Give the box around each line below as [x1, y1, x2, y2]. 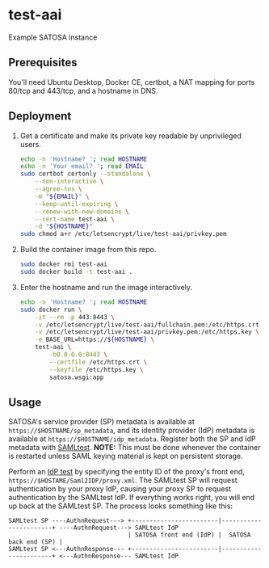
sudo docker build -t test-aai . [19, 268, 133, 276]
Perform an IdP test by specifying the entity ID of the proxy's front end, [8, 467, 245, 477]
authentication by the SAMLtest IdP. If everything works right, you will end [8, 493, 255, 503]
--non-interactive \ [35, 178, 104, 186]
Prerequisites [8, 56, 78, 69]
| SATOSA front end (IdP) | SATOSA [128, 531, 251, 539]
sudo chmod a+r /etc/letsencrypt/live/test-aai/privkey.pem [19, 230, 227, 238]
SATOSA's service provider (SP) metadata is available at [8, 417, 195, 427]
